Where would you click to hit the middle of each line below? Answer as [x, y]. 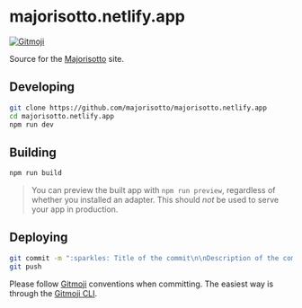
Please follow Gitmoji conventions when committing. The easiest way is [142, 284]
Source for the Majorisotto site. [67, 58]
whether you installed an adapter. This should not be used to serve [155, 200]
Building [33, 152]
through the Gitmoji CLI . [53, 293]
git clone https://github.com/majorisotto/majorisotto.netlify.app [138, 108]
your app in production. [75, 209]
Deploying [39, 238]
